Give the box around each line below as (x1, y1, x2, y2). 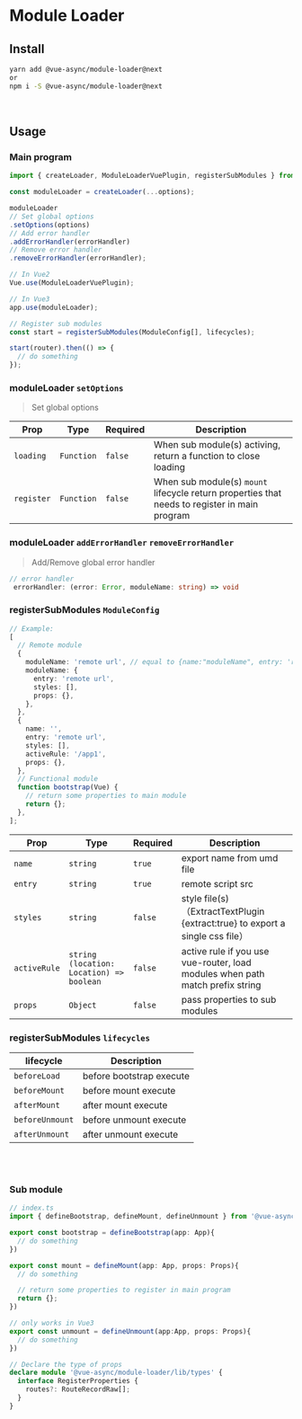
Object (68, 999, 97, 1010)
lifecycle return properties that (153, 487, 282, 500)
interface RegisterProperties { (17, 1377, 139, 1386)
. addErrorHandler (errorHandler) (9, 237, 130, 246)
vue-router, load (181, 956, 252, 969)
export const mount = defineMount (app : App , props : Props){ (9, 1261, 240, 1270)
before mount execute (82, 1085, 176, 1096)
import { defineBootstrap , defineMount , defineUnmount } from (9, 1212, 247, 1221)
